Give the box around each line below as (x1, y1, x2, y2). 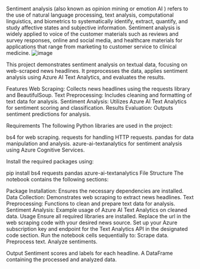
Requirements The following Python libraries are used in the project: (6, 122, 173, 129)
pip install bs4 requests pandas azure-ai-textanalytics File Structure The (6, 169, 184, 177)
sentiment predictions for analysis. (6, 110, 91, 118)
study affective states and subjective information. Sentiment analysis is (6, 24, 180, 31)
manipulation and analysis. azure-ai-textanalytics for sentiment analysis (6, 140, 183, 147)
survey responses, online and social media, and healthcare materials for (6, 37, 183, 44)
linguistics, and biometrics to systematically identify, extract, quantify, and (6, 18, 188, 24)
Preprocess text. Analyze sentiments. (6, 238, 98, 245)
